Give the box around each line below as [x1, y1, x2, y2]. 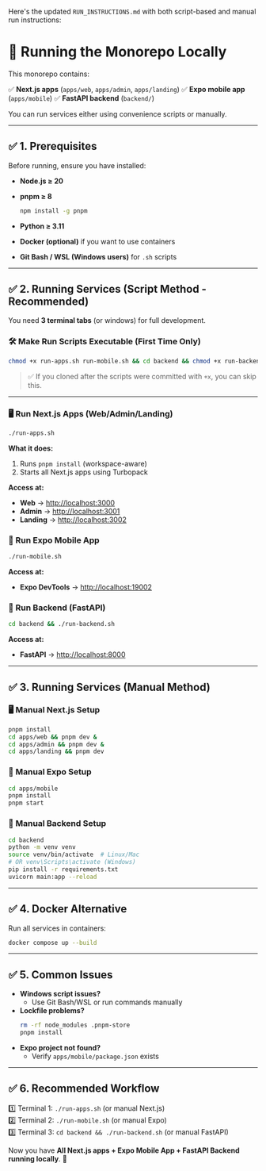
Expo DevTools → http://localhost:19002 [19, 582, 153, 592]
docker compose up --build [8, 939, 97, 946]
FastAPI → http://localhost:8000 [19, 650, 126, 659]
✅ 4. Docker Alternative [8, 902, 127, 916]
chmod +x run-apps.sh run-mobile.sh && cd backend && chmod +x [8, 357, 222, 365]
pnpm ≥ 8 [19, 191, 53, 201]
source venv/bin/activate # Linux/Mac [8, 850, 140, 859]
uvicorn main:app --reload [8, 873, 97, 881]
